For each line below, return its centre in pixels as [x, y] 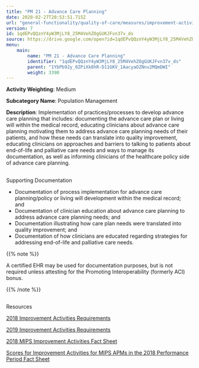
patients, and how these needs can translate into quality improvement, [92, 138]
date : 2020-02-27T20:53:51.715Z [46, 17]
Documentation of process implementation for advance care [88, 191]
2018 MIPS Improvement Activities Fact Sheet [62, 341]
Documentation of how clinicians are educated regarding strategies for [101, 236]
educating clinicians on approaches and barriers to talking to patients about [98, 144]
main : [24, 51]
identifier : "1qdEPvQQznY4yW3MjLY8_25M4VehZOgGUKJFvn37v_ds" [105, 61]
